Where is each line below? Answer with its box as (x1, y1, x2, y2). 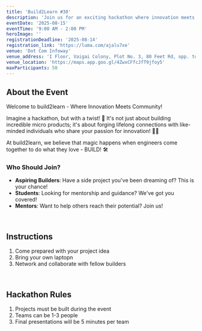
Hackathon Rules (6, 289, 72, 300)
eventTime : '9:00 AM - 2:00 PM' (6, 25, 87, 32)
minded (6, 128, 25, 135)
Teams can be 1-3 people (14, 312, 78, 319)
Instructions (6, 231, 53, 241)
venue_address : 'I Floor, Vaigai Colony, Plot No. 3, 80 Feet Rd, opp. (6, 54, 189, 60)
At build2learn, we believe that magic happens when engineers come (6, 139, 178, 146)
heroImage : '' (6, 31, 42, 37)
